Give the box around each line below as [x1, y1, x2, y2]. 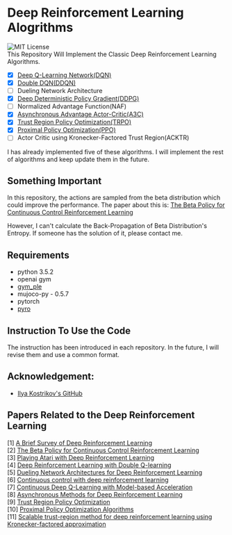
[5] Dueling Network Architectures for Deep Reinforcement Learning [7, 468, 203, 477]
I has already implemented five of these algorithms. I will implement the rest [7, 147, 224, 156]
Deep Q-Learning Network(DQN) [17, 71, 112, 79]
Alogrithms [7, 19, 74, 35]
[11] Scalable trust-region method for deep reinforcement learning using [7, 512, 213, 520]
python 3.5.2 [17, 267, 54, 276]
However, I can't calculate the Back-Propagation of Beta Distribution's [7, 222, 207, 230]
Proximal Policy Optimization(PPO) [17, 126, 116, 134]
